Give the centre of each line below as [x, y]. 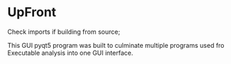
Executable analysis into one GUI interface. [70, 53]
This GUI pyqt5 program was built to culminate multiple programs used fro [116, 45]
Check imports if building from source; [64, 32]
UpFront [32, 12]
